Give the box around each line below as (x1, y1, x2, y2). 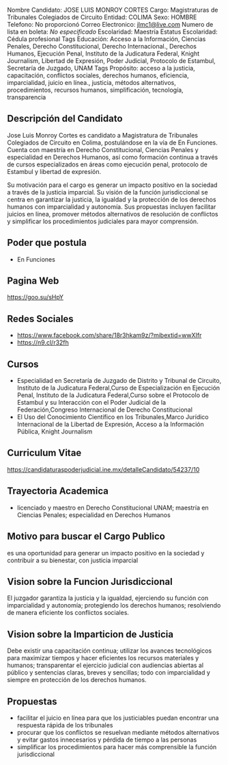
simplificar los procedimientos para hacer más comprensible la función (16, 742, 217, 751)
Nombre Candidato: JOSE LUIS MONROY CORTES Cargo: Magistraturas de (7, 6, 218, 14)
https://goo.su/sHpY (7, 293, 63, 301)
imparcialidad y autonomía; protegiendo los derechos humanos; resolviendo (7, 601, 221, 610)
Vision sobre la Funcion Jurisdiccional (7, 575, 173, 588)
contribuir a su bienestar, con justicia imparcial (7, 556, 139, 564)
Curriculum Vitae (7, 447, 82, 459)
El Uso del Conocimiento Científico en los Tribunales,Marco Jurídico (16, 413, 209, 421)
